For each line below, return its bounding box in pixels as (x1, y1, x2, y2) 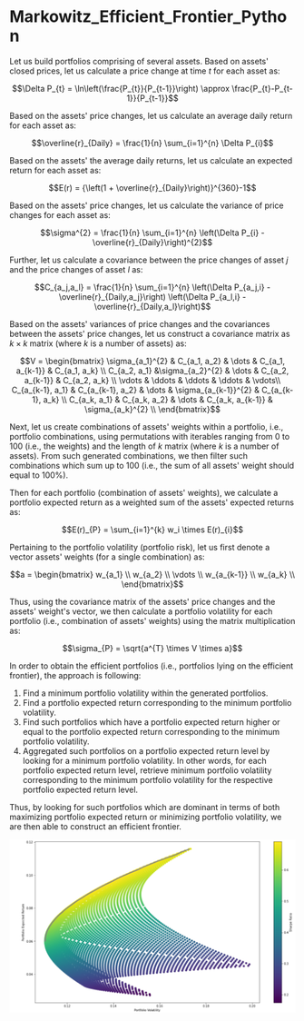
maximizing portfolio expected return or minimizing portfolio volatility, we (9, 811, 282, 822)
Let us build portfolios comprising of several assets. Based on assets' (9, 55, 270, 66)
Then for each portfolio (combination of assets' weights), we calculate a (9, 487, 279, 498)
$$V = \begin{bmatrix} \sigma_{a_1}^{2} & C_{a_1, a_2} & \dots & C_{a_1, (19, 355, 286, 366)
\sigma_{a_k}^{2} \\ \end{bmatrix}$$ (84, 403, 221, 414)
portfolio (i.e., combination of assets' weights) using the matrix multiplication (9, 615, 296, 626)
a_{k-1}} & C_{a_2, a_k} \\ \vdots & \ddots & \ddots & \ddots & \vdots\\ (24, 374, 281, 385)
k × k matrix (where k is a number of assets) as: (9, 338, 188, 349)
